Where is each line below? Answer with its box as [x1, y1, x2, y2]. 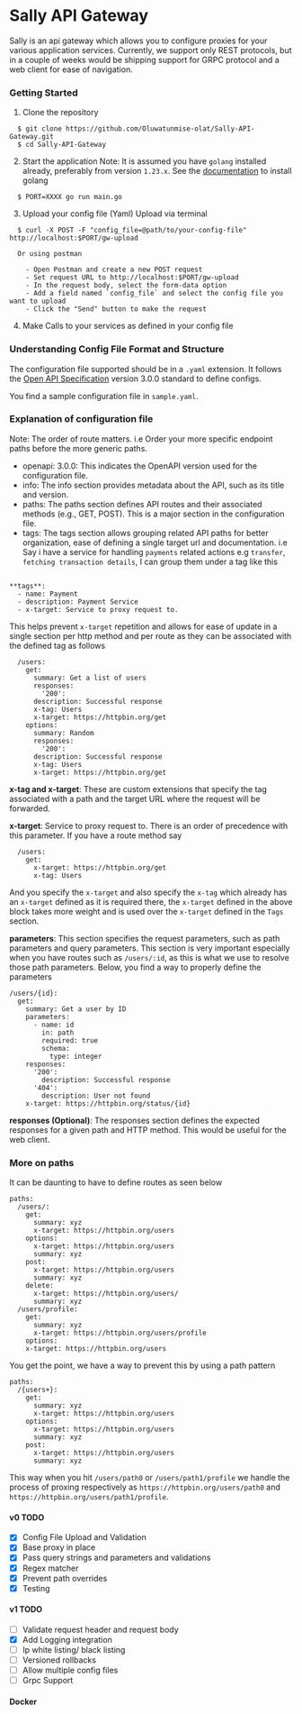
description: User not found [41, 1091, 151, 1100]
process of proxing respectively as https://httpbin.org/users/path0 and [9, 1482, 280, 1492]
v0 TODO [9, 1511, 45, 1523]
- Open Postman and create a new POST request [25, 265, 203, 275]
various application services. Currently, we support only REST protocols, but [9, 44, 292, 55]
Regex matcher [22, 1563, 79, 1573]
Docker [9, 1696, 38, 1707]
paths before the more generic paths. [9, 442, 148, 453]
